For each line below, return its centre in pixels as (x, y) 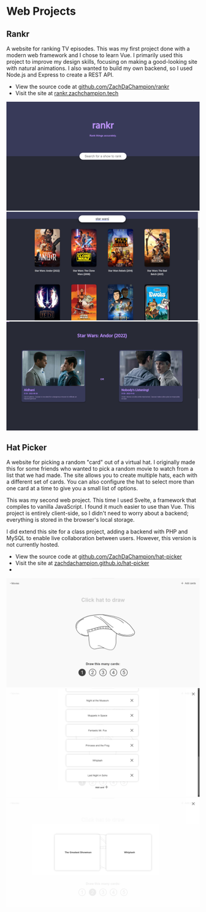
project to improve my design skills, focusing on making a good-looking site (102, 62)
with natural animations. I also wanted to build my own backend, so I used (100, 68)
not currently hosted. (33, 545)
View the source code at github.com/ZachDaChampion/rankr (92, 87)
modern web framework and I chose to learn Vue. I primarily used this (94, 55)
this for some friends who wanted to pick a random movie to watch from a (100, 469)
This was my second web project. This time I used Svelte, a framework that (101, 500)
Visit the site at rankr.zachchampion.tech (67, 93)
